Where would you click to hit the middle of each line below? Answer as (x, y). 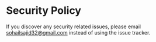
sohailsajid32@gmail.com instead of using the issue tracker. (78, 32)
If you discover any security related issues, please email (74, 26)
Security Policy (44, 11)
